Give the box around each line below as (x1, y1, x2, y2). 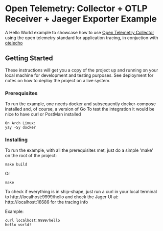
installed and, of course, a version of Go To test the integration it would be (5, 106, 155, 112)
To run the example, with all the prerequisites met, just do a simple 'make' (5, 147, 154, 153)
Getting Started (5, 54, 53, 63)
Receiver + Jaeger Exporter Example (5, 13, 157, 24)
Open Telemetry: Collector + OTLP (5, 3, 148, 14)
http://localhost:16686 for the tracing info (5, 199, 88, 205)
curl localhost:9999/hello (5, 218, 60, 223)
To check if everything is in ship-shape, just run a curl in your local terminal (5, 189, 157, 195)
